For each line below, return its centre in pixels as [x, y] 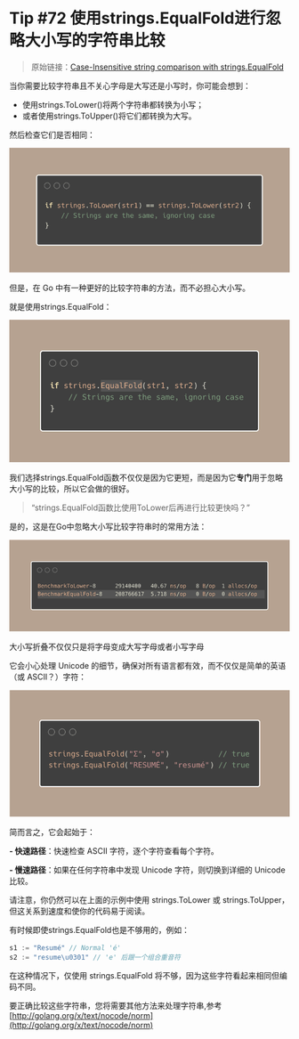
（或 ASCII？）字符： [48, 677]
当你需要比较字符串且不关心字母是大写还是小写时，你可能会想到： [130, 85]
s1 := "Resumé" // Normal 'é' [65, 948]
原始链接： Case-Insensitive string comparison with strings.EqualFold [158, 67]
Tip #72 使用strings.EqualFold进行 [137, 18]
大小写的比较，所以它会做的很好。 [72, 489]
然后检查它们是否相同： [52, 134]
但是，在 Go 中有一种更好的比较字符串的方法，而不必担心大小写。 [130, 288]
